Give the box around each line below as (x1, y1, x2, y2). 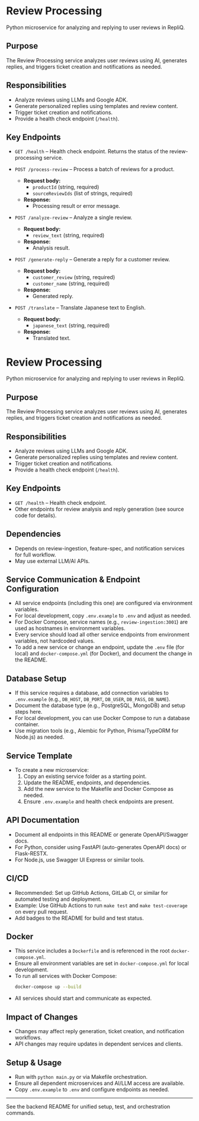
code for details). (14, 512, 57, 519)
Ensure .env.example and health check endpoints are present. (23, 798, 175, 805)
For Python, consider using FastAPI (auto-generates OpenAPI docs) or (14, 843, 187, 850)
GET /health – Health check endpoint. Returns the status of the (14, 148, 169, 155)
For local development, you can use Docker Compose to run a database (14, 714, 191, 722)
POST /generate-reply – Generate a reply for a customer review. (14, 256, 171, 263)
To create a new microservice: (14, 767, 89, 773)
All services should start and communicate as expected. (14, 995, 152, 1002)
